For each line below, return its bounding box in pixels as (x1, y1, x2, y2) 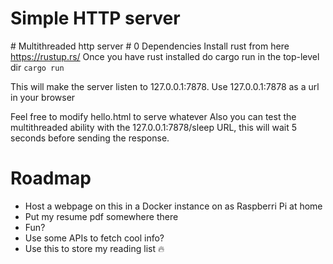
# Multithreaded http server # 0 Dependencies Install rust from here (10, 40, 290, 52)
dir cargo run (10, 61, 65, 73)
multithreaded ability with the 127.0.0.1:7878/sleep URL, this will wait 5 (10, 121, 297, 133)
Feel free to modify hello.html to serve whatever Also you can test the (10, 110, 297, 122)
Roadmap (10, 167, 92, 190)
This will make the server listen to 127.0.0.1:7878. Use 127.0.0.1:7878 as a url (10, 80, 320, 92)
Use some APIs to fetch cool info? (24, 232, 165, 244)
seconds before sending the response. (10, 132, 170, 144)
